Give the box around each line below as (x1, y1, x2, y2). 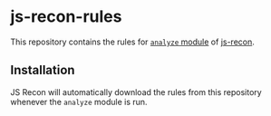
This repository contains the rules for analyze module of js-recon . (10, 36, 255, 47)
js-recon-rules (10, 6, 122, 27)
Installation (10, 63, 75, 78)
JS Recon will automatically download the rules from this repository (10, 86, 262, 97)
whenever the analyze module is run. (10, 96, 148, 107)
